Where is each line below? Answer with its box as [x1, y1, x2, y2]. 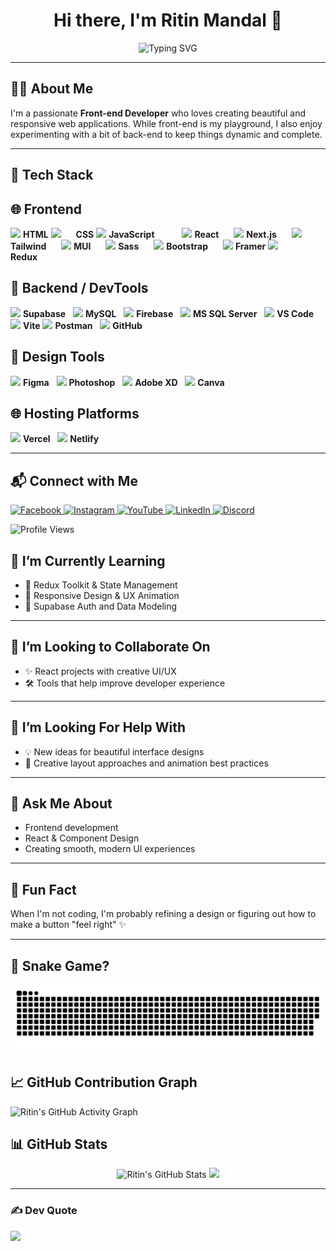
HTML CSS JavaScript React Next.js [22, 228, 277, 240]
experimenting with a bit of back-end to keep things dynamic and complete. [10, 128, 323, 140]
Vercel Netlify [22, 433, 100, 445]
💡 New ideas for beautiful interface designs [24, 745, 205, 758]
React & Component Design [24, 832, 140, 844]
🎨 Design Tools [10, 349, 105, 366]
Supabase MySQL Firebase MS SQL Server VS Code [22, 307, 315, 319]
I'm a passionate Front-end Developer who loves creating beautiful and [10, 107, 306, 119]
